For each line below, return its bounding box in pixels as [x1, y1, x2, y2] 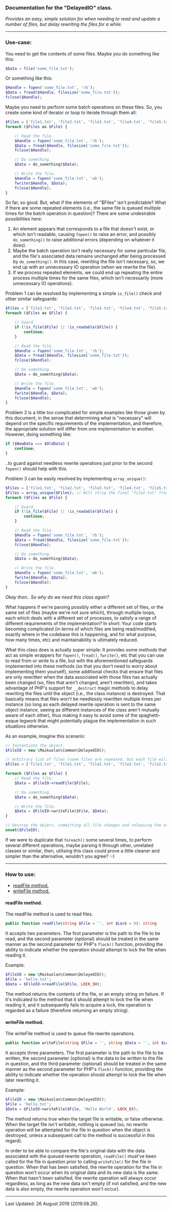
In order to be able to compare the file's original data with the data [5, 1147, 145, 1153]
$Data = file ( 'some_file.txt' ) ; [5, 66, 74, 71]
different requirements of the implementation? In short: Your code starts [5, 620, 157, 626]
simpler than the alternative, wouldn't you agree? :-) [5, 853, 115, 859]
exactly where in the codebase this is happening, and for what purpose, [5, 631, 157, 637]
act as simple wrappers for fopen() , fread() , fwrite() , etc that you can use [5, 652, 164, 658]
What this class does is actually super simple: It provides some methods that [5, 646, 167, 652]
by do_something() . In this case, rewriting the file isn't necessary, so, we [12, 258, 165, 265]
